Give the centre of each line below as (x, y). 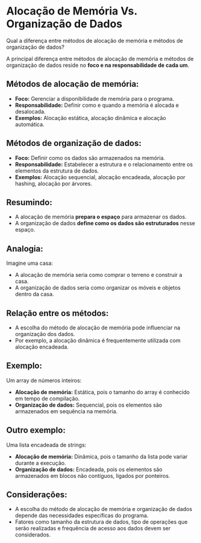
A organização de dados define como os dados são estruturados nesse (105, 223)
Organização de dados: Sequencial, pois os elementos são (88, 405)
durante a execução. (40, 463)
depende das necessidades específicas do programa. (82, 516)
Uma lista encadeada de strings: (46, 445)
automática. (29, 124)
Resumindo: (29, 202)
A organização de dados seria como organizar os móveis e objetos (98, 288)
